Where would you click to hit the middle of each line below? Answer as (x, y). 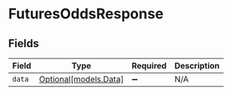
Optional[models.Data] (81, 79)
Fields (24, 44)
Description (197, 66)
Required (149, 66)
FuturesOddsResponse (86, 14)
